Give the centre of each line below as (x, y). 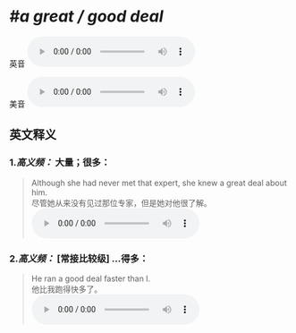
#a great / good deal (86, 17)
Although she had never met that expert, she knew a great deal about (159, 183)
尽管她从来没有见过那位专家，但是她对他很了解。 (121, 202)
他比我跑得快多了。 (67, 289)
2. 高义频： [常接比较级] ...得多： (79, 259)
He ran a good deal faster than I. (91, 278)
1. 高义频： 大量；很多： (59, 163)
